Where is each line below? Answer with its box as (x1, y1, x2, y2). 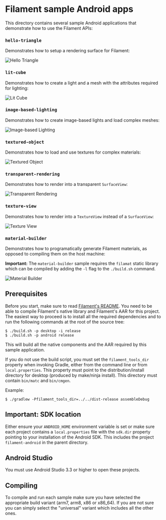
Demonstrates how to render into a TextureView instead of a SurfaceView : (5, 213, 154, 219)
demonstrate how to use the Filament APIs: (5, 25, 93, 31)
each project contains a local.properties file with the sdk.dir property (5, 429, 151, 434)
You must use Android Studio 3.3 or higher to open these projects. (5, 467, 140, 473)
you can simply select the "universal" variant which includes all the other (5, 505, 154, 511)
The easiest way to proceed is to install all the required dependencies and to (5, 313, 161, 319)
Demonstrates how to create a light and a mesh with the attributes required (5, 80, 159, 86)
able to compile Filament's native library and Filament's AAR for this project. (5, 308, 160, 314)
